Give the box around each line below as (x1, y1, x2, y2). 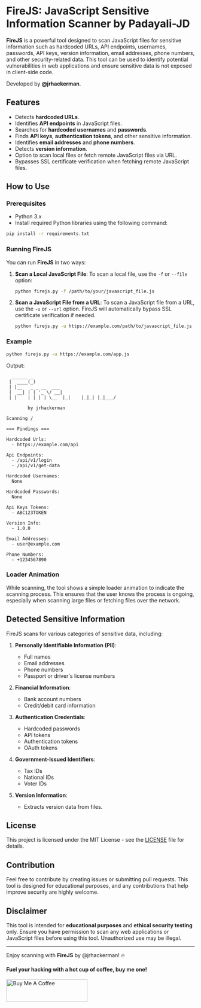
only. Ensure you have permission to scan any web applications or (6, 928, 169, 936)
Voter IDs (23, 779, 47, 787)
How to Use (6, 181, 50, 192)
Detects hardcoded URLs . (14, 113, 80, 120)
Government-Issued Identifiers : (14, 756, 96, 763)
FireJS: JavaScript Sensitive (6, 4, 150, 18)
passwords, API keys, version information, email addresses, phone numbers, (6, 49, 195, 56)
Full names (23, 653, 51, 660)
